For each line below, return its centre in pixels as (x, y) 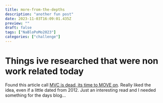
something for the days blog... (36, 95)
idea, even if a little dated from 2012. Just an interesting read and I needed (81, 90)
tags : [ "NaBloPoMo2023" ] (31, 32)
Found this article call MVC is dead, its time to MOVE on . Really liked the (78, 85)
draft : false (18, 28)
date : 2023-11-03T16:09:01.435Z (38, 19)
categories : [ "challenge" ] (33, 37)
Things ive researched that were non (82, 61)
